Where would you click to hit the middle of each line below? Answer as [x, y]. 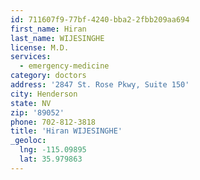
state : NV [31, 103]
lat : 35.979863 [51, 159]
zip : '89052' [37, 112]
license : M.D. [40, 47]
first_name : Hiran [48, 29]
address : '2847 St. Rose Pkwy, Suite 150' [100, 85]
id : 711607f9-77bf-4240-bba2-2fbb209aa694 [100, 19]
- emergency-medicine [64, 66]
